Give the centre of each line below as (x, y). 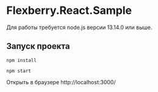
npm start (19, 71)
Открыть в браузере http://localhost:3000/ (61, 82)
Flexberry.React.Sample (69, 11)
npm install (21, 60)
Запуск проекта (38, 46)
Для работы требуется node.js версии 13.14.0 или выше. (79, 27)
